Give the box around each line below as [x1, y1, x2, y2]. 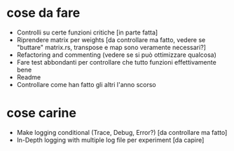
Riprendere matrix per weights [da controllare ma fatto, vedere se [16, 35, 206, 44]
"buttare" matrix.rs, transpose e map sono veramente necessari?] [16, 43, 206, 51]
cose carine [6, 105, 76, 121]
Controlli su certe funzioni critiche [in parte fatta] [16, 28, 158, 37]
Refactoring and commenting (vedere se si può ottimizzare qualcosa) [16, 51, 216, 59]
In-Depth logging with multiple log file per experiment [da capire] [16, 136, 205, 144]
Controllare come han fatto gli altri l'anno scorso [16, 80, 157, 88]
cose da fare [6, 5, 81, 21]
